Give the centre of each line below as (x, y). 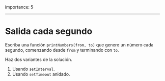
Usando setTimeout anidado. (41, 74)
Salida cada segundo (49, 31)
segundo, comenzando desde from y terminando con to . (62, 50)
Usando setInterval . (33, 69)
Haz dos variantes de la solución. (39, 59)
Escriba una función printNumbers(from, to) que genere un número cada (79, 45)
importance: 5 (19, 7)
